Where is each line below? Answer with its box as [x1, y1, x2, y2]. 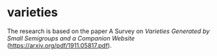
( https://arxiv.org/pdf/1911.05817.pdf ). [7, 41, 112, 49]
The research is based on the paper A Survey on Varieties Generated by [7, 27, 210, 35]
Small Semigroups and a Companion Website [7, 34, 135, 42]
